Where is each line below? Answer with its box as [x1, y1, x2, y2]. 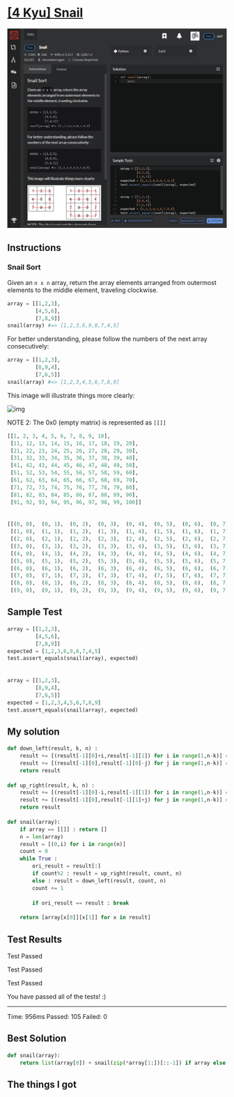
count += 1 [32, 884, 64, 891]
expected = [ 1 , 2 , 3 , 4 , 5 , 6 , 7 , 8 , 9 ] [7, 699, 102, 706]
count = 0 [19, 848, 49, 855]
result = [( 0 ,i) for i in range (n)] [19, 841, 127, 847]
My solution [7, 726, 61, 737]
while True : [19, 855, 58, 862]
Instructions [7, 242, 61, 254]
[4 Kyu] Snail [7, 5, 84, 21]
